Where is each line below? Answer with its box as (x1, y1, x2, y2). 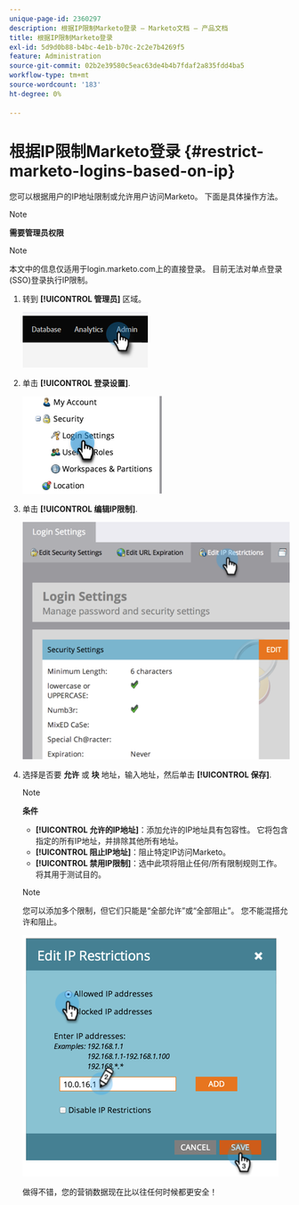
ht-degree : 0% (9, 89, 62, 98)
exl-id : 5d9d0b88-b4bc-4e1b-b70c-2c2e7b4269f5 (9, 43, 185, 52)
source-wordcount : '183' (9, 80, 101, 89)
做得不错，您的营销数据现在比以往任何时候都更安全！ (21, 1186, 218, 1198)
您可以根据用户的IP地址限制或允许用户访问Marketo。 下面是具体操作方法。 (9, 192, 283, 202)
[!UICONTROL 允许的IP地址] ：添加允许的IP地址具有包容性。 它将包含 (35, 824, 289, 835)
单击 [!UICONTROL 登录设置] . (21, 378, 131, 389)
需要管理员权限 (9, 227, 64, 238)
